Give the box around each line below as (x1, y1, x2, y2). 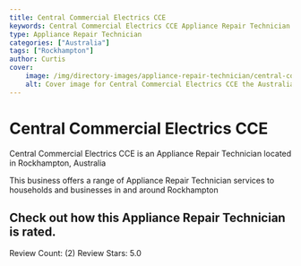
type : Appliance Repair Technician (9, 30, 142, 39)
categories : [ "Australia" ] (9, 38, 110, 47)
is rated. (9, 224, 56, 239)
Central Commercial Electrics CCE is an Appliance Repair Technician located (9, 148, 292, 159)
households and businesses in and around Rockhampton (9, 184, 219, 195)
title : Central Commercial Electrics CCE (9, 13, 167, 22)
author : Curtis (9, 55, 66, 64)
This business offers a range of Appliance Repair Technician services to (9, 175, 275, 185)
